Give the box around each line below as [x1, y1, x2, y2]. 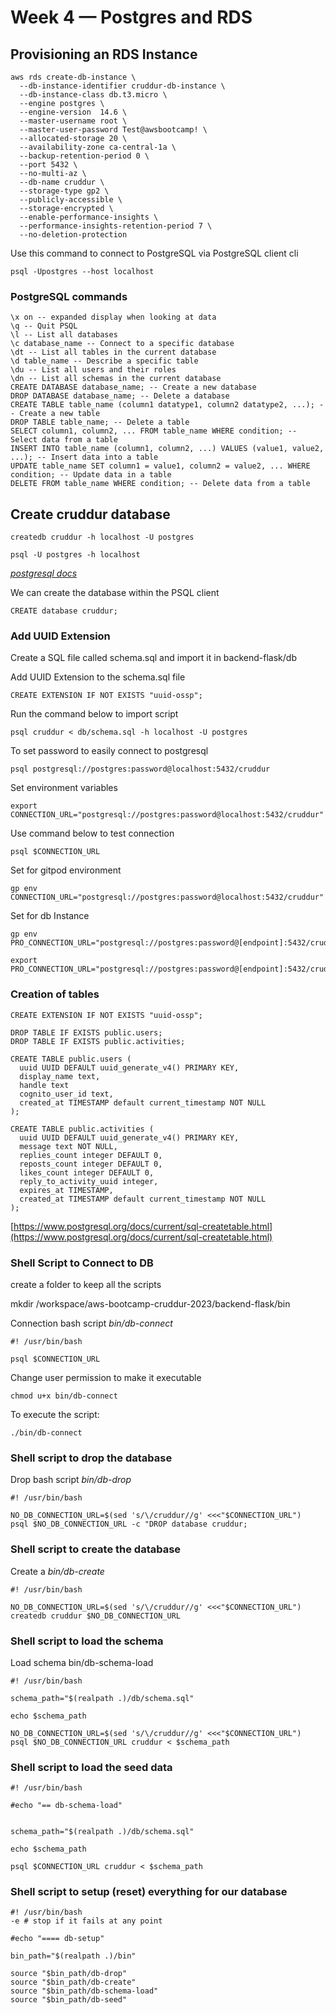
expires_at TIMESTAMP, [19, 1185, 114, 1195]
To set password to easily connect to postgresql [10, 745, 209, 757]
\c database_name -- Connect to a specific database [10, 339, 235, 349]
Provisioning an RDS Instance [10, 46, 198, 63]
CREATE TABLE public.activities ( [10, 1124, 155, 1134]
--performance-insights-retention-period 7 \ [19, 221, 213, 231]
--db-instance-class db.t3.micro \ [19, 90, 168, 100]
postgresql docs [10, 567, 78, 580]
